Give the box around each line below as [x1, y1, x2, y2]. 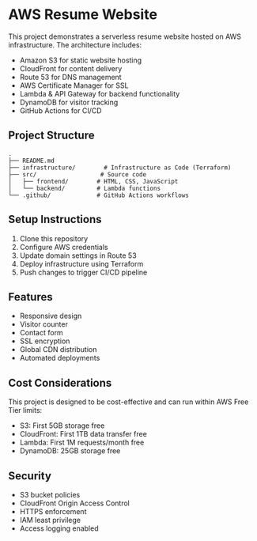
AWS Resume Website [8, 6, 158, 24]
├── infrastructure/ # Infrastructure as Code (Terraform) [8, 164, 232, 172]
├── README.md [8, 157, 55, 165]
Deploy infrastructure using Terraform [19, 259, 144, 268]
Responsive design [19, 311, 82, 321]
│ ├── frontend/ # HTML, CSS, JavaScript [8, 177, 179, 185]
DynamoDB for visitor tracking [19, 97, 119, 107]
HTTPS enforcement [19, 507, 87, 516]
